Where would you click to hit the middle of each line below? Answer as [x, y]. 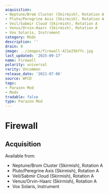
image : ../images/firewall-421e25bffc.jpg [49, 51]
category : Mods [21, 38]
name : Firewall [21, 60]
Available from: [20, 156]
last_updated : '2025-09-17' [34, 56]
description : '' [22, 42]
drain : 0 [14, 46]
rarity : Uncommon [23, 70]
